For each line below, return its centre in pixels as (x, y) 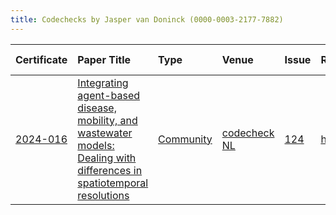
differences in (110, 170)
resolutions (103, 195)
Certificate (41, 59)
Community (185, 139)
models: (96, 145)
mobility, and (107, 120)
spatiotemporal (113, 183)
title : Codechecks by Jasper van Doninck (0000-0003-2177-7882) (147, 19)
